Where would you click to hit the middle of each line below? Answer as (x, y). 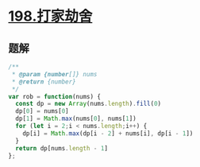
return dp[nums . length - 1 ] (62, 148)
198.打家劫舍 (50, 16)
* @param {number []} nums (54, 74)
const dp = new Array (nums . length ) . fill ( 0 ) (88, 104)
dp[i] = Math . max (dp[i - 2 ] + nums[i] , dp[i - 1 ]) (108, 133)
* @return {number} (44, 82)
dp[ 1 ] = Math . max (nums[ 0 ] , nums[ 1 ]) (76, 119)
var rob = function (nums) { (55, 96)
